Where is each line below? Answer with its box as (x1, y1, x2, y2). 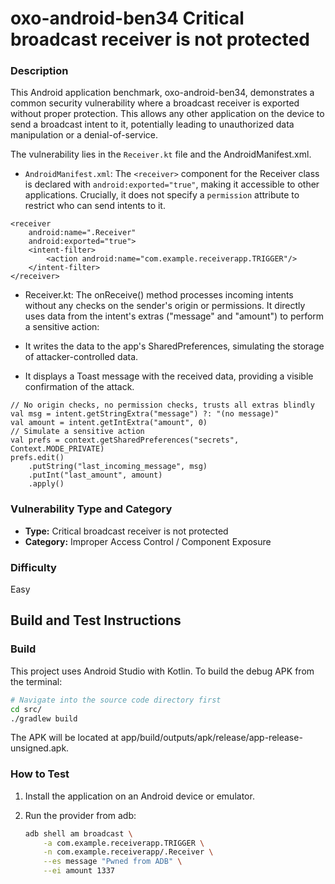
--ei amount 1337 (43, 866, 115, 876)
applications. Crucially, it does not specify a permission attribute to (24, 189, 300, 201)
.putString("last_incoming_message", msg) (28, 462, 208, 472)
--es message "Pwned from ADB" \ (43, 857, 183, 867)
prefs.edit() (10, 453, 65, 463)
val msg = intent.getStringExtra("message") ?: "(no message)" (10, 409, 280, 419)
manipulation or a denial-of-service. (10, 129, 159, 141)
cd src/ (10, 704, 43, 714)
